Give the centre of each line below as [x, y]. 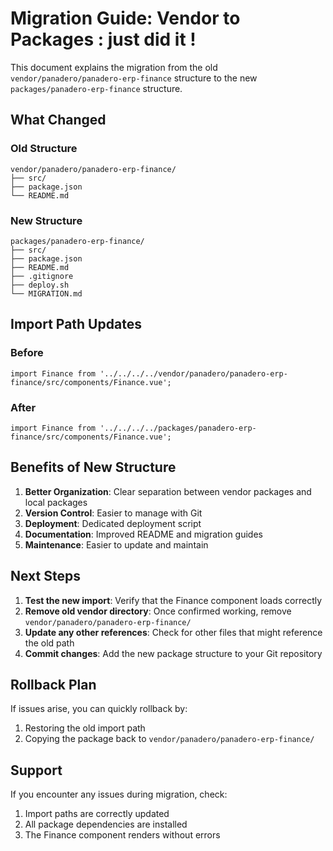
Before [27, 353]
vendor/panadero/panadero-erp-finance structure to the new [134, 78]
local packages [56, 502]
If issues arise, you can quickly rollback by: [99, 709]
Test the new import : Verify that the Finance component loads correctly [173, 600]
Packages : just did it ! [103, 39]
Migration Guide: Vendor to [125, 18]
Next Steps [45, 576]
